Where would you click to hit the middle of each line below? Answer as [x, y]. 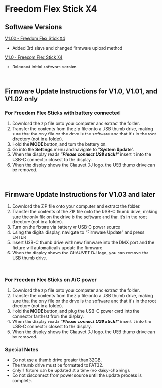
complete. [22, 381]
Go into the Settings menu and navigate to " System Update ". [73, 149]
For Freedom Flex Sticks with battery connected [62, 113]
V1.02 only [21, 99]
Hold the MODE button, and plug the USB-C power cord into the [76, 311]
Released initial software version [44, 67]
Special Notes [22, 349]
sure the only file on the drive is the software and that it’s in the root [79, 217]
